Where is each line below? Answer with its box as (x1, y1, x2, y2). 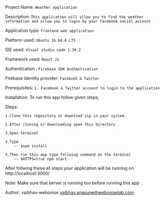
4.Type (5, 139, 19, 144)
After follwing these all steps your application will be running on (5, 165, 134, 171)
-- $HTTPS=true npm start (14, 157, 67, 162)
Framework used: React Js (5, 56, 60, 62)
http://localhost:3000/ (5, 170, 50, 176)
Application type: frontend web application (5, 28, 94, 33)
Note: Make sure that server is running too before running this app (5, 180, 139, 186)
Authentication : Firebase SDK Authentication (5, 66, 99, 71)
